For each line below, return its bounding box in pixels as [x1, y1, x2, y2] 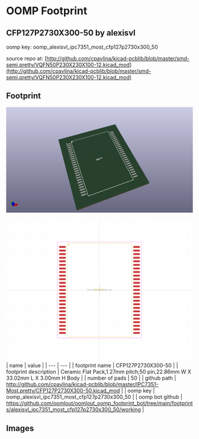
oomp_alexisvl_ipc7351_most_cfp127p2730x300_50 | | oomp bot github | [6, 393, 182, 400]
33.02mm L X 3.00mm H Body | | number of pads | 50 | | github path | [6, 374, 176, 382]
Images [6, 423, 34, 433]
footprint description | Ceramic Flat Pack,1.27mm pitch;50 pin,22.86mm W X [6, 368, 191, 376]
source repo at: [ [6, 55, 47, 62]
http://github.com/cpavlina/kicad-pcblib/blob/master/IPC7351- [6, 381, 159, 388]
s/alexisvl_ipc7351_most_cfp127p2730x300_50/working [6, 406, 141, 413]
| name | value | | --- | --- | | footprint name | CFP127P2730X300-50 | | [6, 362, 179, 369]
